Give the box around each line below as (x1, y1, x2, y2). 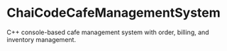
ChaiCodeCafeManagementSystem (6, 5, 221, 21)
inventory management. (6, 35, 76, 43)
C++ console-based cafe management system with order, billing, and (6, 28, 210, 36)
